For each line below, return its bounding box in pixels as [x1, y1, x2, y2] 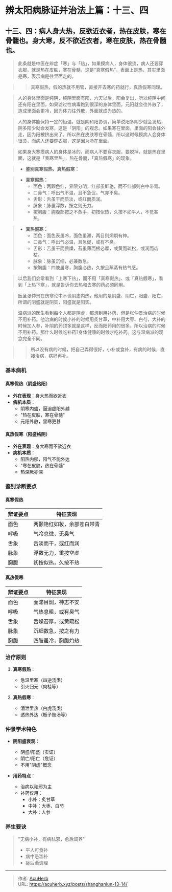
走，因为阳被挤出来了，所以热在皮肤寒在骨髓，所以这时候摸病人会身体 [17, 132, 166, 137]
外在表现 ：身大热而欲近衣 [12, 393, 67, 399]
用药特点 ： [12, 773, 36, 779]
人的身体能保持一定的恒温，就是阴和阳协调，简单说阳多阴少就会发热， [17, 119, 166, 124]
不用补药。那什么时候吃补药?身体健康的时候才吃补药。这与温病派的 [17, 329, 159, 335]
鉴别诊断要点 [5, 483, 37, 490]
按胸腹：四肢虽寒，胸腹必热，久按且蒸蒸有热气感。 [33, 265, 141, 270]
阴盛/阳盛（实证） [20, 749, 58, 755]
